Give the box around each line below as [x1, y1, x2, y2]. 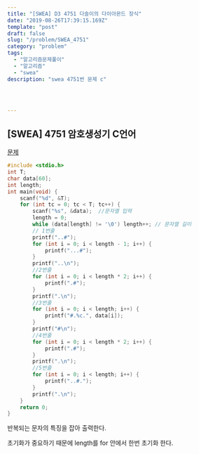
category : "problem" [7, 43, 68, 50]
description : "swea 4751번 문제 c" [7, 75, 107, 83]
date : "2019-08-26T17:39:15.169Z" [7, 17, 109, 24]
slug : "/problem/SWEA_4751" [7, 37, 90, 44]
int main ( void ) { [7, 188, 58, 195]
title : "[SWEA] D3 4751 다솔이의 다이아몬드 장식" [7, 10, 142, 18]
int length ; [7, 181, 42, 188]
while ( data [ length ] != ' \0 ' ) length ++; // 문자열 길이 [32, 221, 191, 228]
